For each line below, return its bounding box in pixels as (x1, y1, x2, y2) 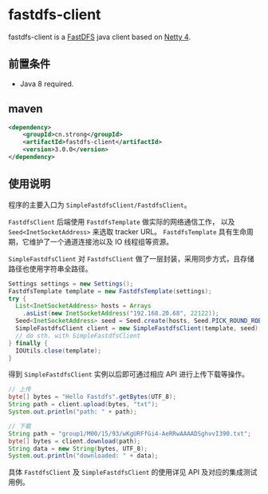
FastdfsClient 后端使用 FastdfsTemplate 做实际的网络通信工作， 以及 (8, 217, 235, 226)
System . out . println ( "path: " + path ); (8, 408, 137, 416)
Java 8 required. (19, 78, 74, 89)
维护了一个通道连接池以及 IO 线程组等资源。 (29, 237, 174, 246)
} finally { (8, 339, 48, 347)
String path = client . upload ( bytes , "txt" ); (8, 400, 159, 408)
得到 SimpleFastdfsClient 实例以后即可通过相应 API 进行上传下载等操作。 (8, 369, 250, 379)
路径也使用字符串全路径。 (8, 264, 93, 273)
